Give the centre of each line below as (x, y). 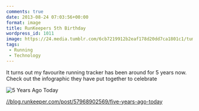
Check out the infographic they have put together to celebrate (82, 79)
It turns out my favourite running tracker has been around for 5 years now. (97, 72)
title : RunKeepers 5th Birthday (46, 28)
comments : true (25, 12)
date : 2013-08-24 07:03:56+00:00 (47, 17)
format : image (24, 22)
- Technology (25, 56)
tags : (13, 45)
